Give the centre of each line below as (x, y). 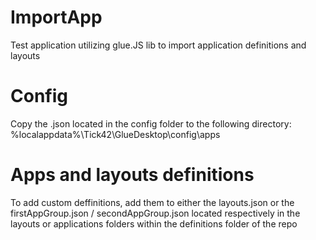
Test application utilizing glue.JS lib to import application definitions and (158, 45)
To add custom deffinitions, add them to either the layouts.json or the (152, 202)
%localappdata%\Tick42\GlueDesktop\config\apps (115, 134)
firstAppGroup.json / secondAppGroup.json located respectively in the (155, 213)
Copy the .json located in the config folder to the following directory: (151, 123)
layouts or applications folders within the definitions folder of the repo (154, 223)
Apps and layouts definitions (132, 175)
